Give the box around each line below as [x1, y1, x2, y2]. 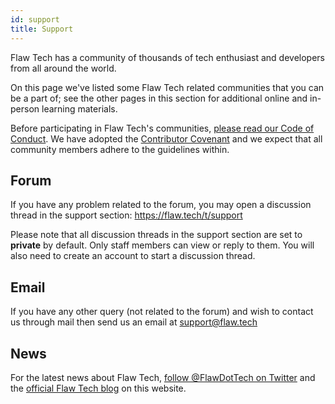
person [10, 102, 40, 115]
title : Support [10, 24, 74, 34]
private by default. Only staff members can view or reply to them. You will [10, 239, 315, 251]
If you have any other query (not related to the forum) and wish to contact [10, 306, 314, 318]
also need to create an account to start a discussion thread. [10, 250, 256, 262]
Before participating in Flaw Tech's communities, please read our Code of [10, 122, 315, 134]
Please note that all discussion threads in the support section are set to [10, 229, 303, 241]
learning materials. [41, 102, 118, 115]
